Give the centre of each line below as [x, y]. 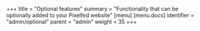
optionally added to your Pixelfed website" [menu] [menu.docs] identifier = [100, 15]
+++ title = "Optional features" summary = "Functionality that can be [92, 9]
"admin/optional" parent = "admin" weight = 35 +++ [72, 22]
